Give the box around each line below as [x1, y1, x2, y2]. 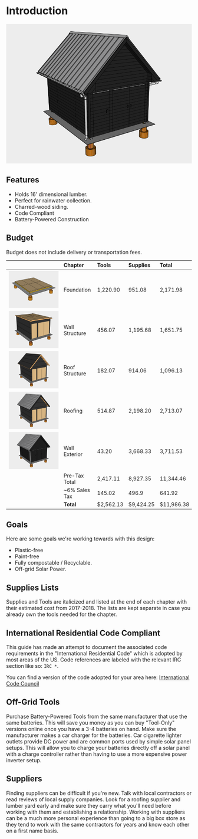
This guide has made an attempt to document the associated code [6, 644, 167, 651]
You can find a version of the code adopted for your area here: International [6, 674, 190, 681]
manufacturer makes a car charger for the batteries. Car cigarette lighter [6, 732, 182, 739]
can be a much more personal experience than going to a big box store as [6, 814, 186, 821]
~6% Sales [63, 486, 90, 493]
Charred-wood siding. [14, 203, 69, 210]
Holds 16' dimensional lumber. [14, 191, 88, 198]
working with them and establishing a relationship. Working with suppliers [6, 808, 186, 815]
